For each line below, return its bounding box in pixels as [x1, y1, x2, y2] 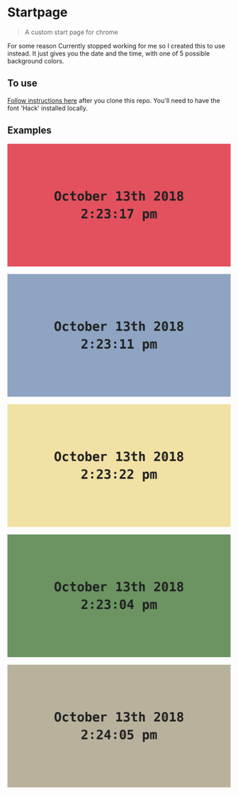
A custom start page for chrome [24, 28, 118, 36]
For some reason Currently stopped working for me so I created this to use [7, 41, 225, 50]
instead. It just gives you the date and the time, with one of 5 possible [7, 49, 210, 58]
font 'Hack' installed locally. [7, 104, 89, 112]
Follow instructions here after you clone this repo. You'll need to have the [7, 96, 221, 105]
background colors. [7, 56, 64, 65]
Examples [7, 124, 52, 137]
